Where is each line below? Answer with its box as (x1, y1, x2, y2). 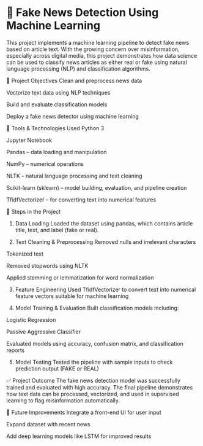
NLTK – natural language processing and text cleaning (6, 172, 142, 179)
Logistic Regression (6, 316, 56, 323)
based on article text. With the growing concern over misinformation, (6, 45, 180, 53)
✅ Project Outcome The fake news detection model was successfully (6, 377, 181, 384)
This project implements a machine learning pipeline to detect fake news (6, 39, 190, 46)
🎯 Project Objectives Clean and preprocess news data (6, 77, 142, 84)
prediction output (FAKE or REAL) (15, 365, 99, 372)
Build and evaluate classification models (6, 101, 108, 108)
